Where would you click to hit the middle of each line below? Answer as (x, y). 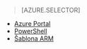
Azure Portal (32, 23)
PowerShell (30, 31)
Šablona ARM (34, 38)
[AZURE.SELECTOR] (51, 10)
